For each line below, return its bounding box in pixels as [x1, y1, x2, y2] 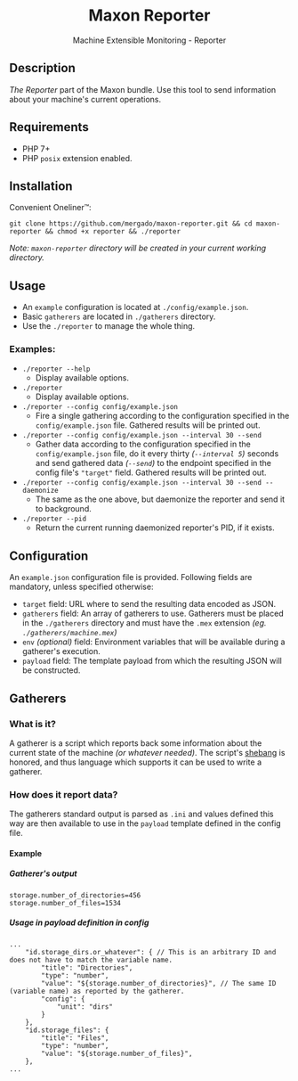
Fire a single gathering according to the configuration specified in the [35, 411, 290, 422]
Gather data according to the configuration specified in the [35, 438, 251, 450]
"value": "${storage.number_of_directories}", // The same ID [41, 979, 277, 987]
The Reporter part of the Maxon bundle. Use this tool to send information [9, 84, 277, 94]
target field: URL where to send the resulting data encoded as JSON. [21, 599, 277, 610]
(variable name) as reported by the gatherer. [9, 987, 185, 995]
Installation [9, 178, 73, 193]
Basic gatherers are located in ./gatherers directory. [21, 311, 216, 322]
